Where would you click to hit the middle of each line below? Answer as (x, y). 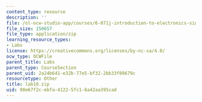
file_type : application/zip (41, 34)
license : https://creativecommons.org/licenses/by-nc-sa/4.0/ (86, 51)
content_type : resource (36, 12)
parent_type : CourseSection (41, 67)
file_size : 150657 (29, 28)
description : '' (26, 17)
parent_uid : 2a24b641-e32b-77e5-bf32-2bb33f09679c (71, 73)
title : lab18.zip (28, 85)
